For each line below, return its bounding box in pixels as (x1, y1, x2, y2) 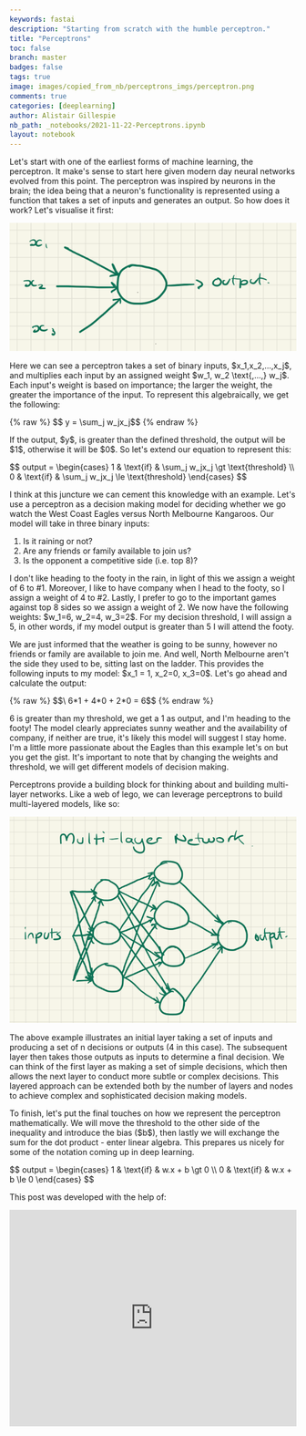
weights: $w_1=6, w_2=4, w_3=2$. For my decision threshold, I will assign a (9, 611, 292, 622)
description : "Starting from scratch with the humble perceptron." (9, 24, 271, 34)
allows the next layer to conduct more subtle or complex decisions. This (9, 1070, 280, 1081)
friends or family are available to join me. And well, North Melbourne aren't (9, 648, 290, 659)
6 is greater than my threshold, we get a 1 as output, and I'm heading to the (9, 712, 291, 724)
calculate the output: (9, 677, 87, 688)
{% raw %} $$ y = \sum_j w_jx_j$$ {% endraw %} (9, 416, 199, 428)
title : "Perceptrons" (9, 34, 92, 43)
